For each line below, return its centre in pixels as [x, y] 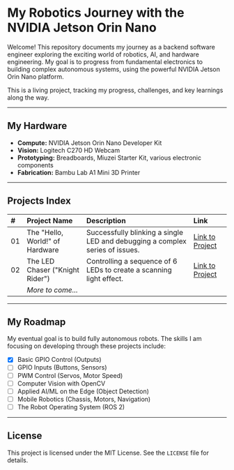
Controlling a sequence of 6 [132, 261]
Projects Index [39, 201]
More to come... [52, 289]
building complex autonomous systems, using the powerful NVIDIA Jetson [114, 69]
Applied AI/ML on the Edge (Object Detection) [83, 391]
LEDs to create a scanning [129, 270]
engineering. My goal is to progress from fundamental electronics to [105, 61]
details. [18, 460]
